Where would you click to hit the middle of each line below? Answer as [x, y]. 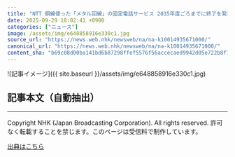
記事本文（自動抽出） [53, 98]
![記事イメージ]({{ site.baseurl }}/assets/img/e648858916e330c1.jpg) [107, 74]
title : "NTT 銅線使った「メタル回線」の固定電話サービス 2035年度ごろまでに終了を [115, 14]
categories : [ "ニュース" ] [43, 27]
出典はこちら [26, 146]
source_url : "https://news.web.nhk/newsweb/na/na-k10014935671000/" [109, 40]
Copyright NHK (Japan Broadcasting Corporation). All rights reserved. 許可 [115, 123]
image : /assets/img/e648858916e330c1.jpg [69, 33]
